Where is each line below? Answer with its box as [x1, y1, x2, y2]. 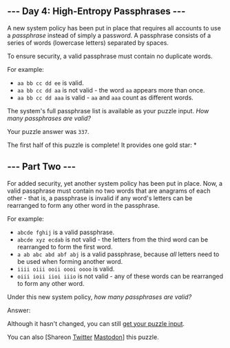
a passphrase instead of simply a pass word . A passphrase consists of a [7, 31, 211, 39]
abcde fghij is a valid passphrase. [17, 228, 115, 236]
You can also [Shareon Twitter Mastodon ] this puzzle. [7, 333, 160, 341]
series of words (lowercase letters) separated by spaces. [7, 38, 169, 47]
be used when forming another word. [17, 257, 123, 265]
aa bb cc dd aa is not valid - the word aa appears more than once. [17, 86, 205, 94]
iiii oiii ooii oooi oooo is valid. [17, 264, 115, 273]
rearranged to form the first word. [17, 242, 113, 251]
